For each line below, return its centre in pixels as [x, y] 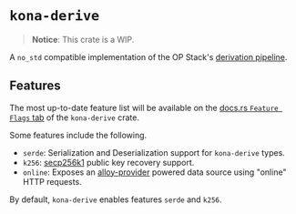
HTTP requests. [52, 181]
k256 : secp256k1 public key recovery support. [108, 162]
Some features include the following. [78, 135]
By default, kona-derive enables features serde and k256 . [116, 199]
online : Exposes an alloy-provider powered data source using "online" [154, 172]
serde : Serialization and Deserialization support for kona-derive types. [153, 152]
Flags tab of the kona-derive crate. [74, 117]
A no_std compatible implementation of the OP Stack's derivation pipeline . [148, 56]
